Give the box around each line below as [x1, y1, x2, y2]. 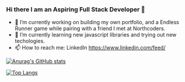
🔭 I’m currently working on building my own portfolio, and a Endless [14, 19, 179, 26]
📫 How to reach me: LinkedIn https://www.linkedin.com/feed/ [14, 44, 166, 51]
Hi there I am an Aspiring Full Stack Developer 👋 [6, 5, 145, 14]
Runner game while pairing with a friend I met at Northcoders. [14, 25, 165, 32]
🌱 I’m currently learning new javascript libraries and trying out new [14, 31, 177, 38]
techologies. [14, 38, 46, 45]
